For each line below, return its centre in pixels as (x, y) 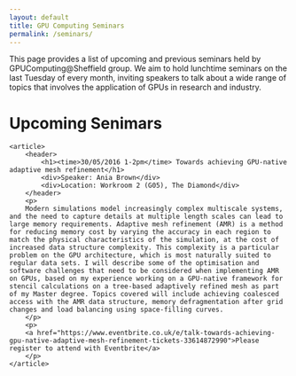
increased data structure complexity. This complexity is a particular (144, 248)
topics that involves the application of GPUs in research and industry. (135, 87)
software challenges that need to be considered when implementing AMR (144, 271)
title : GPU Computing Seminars (67, 26)
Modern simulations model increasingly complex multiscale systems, (154, 209)
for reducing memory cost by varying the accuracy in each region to (140, 232)
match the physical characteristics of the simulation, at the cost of (144, 240)
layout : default (39, 17)
